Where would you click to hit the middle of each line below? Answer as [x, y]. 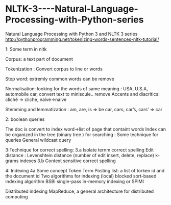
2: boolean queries [25, 119]
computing [17, 196]
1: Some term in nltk [26, 49]
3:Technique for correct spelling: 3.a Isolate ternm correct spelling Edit [80, 150]
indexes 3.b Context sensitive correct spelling [68, 161]
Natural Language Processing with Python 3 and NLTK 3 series [71, 34]
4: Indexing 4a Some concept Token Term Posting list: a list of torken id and [85, 170]
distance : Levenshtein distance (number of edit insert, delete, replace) [80, 155]
